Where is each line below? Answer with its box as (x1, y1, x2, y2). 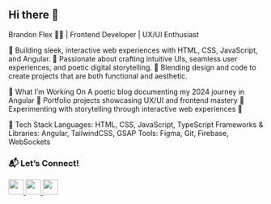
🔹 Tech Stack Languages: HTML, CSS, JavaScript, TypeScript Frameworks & (8, 119, 264, 130)
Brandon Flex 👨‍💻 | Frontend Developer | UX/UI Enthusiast (8, 29, 200, 39)
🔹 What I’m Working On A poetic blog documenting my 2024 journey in (8, 87, 245, 96)
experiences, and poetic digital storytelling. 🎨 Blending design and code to (8, 62, 256, 72)
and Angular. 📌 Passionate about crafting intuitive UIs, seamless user (8, 53, 238, 63)
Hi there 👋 (8, 8, 59, 22)
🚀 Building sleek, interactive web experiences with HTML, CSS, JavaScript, (8, 45, 258, 55)
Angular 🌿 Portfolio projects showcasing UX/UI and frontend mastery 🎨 (8, 95, 245, 105)
